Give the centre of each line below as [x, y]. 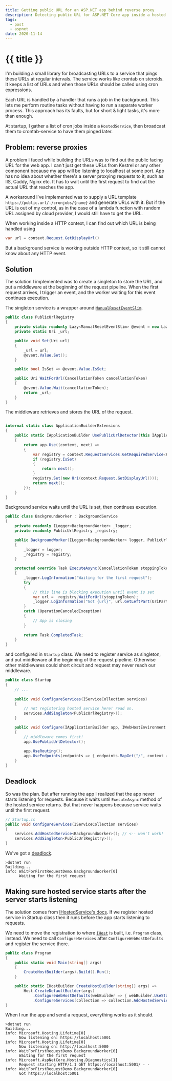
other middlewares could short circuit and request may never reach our [80, 665]
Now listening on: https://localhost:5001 [65, 1038]
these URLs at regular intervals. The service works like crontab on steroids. [84, 79]
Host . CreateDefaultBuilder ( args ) [59, 991]
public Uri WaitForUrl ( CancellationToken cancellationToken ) [81, 379]
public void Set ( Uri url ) [42, 341]
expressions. [19, 90]
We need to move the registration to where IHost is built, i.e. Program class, [84, 932]
